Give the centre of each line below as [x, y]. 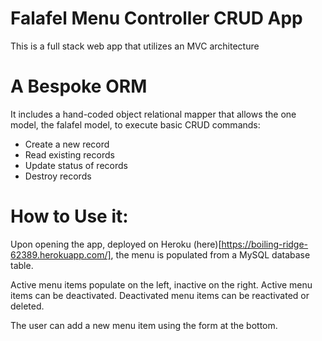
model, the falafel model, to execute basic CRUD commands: [135, 124]
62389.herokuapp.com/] [61, 254]
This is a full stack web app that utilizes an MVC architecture [135, 46]
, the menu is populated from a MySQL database [210, 254]
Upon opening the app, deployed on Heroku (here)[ [116, 244]
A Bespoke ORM [79, 86]
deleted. [27, 306]
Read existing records [69, 154]
